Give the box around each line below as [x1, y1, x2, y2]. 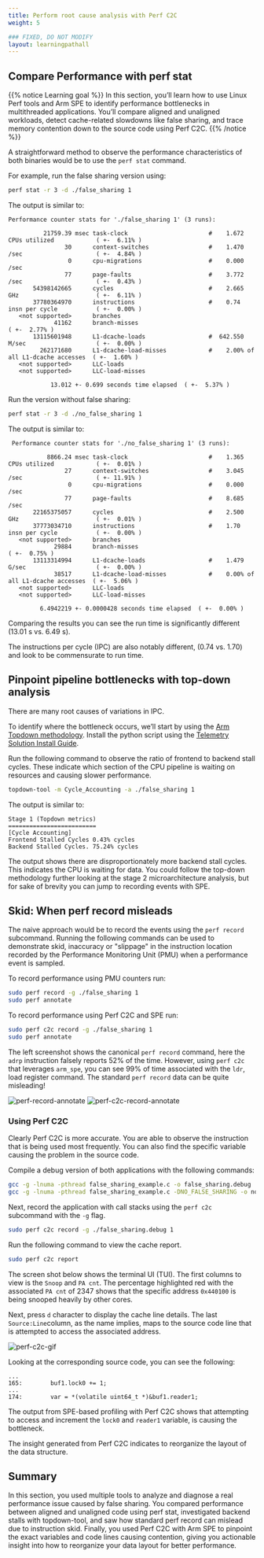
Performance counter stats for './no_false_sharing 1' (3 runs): [11, 439, 230, 447]
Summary [8, 1470, 57, 1483]
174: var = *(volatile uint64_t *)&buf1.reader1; [8, 1393, 199, 1401]
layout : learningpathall [8, 40, 90, 48]
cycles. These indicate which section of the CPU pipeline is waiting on [8, 762, 236, 771]
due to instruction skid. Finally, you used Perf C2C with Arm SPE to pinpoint [8, 1524, 253, 1534]
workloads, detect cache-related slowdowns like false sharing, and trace [8, 116, 244, 125]
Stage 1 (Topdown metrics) [8, 815, 97, 823]
